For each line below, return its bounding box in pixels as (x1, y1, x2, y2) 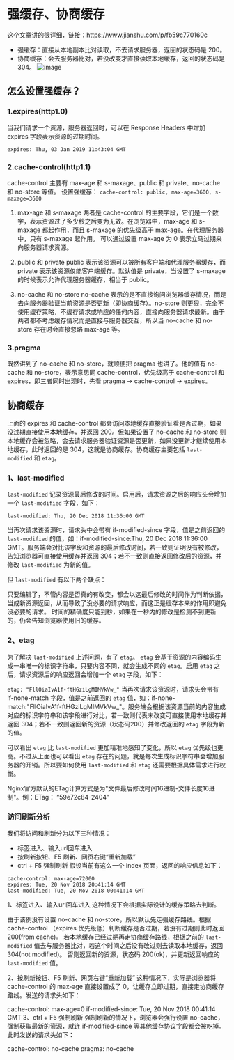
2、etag (7, 635, 35, 645)
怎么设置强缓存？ (7, 85, 81, 98)
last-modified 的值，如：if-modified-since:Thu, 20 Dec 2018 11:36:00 (7, 534, 208, 543)
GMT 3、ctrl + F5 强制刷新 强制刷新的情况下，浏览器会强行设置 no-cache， (7, 1013, 224, 1021)
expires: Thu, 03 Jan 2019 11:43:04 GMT (7, 146, 127, 153)
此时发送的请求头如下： (7, 1030, 75, 1038)
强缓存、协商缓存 (7, 6, 106, 22)
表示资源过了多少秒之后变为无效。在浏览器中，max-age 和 (29, 217, 198, 225)
